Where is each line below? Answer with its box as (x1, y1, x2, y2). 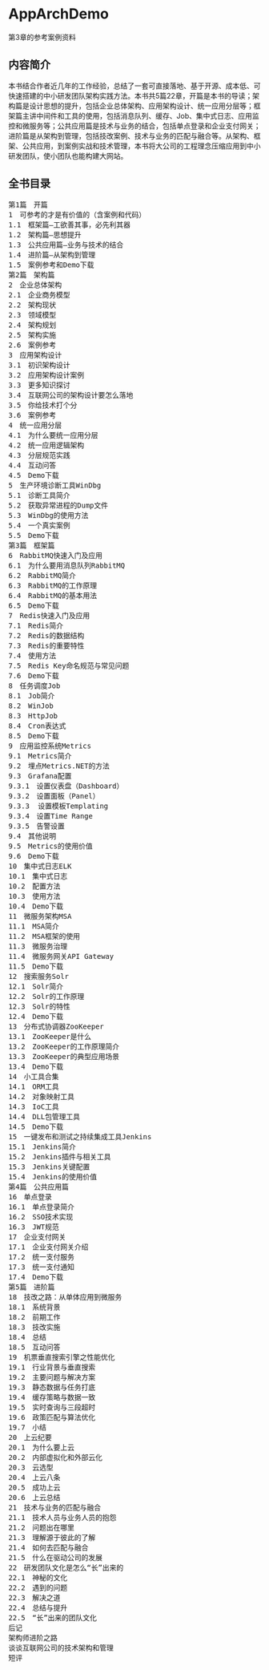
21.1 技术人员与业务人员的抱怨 (8, 1513, 117, 1522)
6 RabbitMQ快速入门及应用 (8, 551, 102, 560)
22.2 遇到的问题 (8, 1583, 68, 1592)
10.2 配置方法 (8, 881, 61, 891)
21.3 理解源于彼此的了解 (8, 1533, 96, 1542)
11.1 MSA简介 (8, 921, 60, 931)
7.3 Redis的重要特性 (8, 641, 85, 650)
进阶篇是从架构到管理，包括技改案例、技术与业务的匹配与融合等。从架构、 (8, 131, 254, 140)
